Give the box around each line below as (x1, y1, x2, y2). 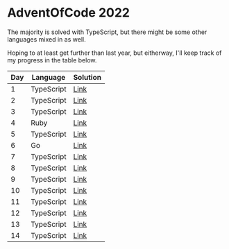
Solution (73, 72, 102, 82)
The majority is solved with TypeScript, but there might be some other (7, 28, 207, 36)
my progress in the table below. (7, 55, 97, 64)
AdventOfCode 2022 (7, 5, 130, 21)
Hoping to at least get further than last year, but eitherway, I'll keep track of (7, 49, 222, 57)
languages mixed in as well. (7, 35, 86, 43)
